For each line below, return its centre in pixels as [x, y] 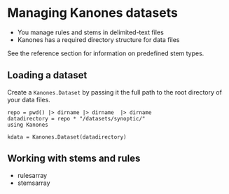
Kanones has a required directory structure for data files [98, 39]
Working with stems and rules [74, 159]
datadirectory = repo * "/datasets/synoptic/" [76, 118]
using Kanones [28, 125]
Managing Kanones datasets [93, 13]
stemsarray [34, 183]
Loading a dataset [47, 75]
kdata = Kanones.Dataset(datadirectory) [67, 137]
